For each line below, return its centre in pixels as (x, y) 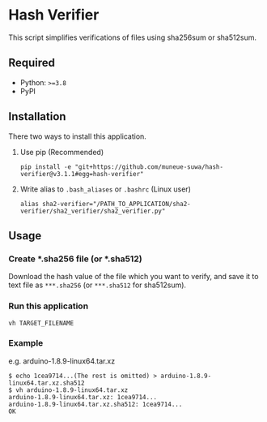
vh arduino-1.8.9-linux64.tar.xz (72, 390)
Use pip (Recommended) (62, 152)
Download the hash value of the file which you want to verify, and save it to (133, 277)
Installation (37, 116)
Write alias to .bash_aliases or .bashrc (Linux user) (106, 189)
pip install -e (46, 167)
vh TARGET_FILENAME (41, 323)
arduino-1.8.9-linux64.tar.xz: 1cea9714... (83, 397)
